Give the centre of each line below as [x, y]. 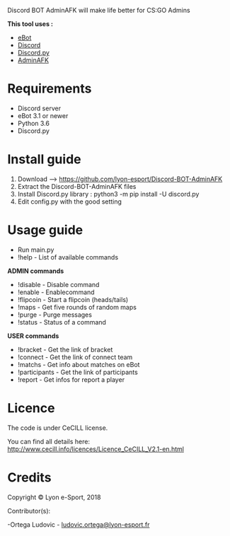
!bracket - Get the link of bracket [65, 349]
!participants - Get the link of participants [77, 372]
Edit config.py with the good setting [70, 202]
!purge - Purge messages [54, 315]
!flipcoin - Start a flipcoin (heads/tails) [73, 299]
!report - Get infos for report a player [71, 379]
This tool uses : [30, 24]
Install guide [44, 159]
